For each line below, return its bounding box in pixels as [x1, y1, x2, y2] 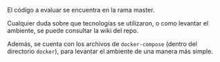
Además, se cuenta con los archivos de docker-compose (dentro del [7, 40, 197, 48]
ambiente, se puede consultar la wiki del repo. [7, 27, 139, 34]
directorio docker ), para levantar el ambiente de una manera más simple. [7, 48, 213, 55]
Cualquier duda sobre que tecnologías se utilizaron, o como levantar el [7, 19, 209, 27]
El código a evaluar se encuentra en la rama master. [7, 6, 155, 14]
